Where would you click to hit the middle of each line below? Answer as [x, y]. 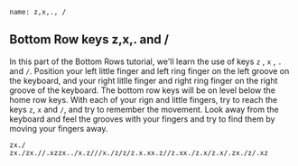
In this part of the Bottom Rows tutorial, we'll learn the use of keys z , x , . [146, 61]
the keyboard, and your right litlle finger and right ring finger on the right [144, 80]
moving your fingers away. [59, 128]
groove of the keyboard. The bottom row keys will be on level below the [142, 90]
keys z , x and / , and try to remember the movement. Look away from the [144, 109]
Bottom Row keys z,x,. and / [89, 40]
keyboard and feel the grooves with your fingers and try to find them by [142, 119]
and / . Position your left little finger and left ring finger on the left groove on [149, 70]
